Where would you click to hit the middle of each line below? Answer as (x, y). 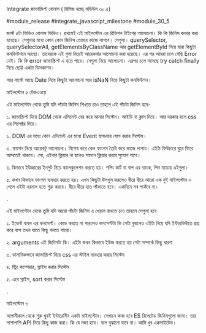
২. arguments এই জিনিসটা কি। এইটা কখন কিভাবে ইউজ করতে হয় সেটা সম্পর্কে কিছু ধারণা (90, 242)
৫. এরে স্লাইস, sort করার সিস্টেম (36, 279)
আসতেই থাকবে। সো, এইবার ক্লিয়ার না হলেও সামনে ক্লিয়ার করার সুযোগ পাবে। (74, 155)
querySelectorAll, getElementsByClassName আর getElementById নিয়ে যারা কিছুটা (101, 47)
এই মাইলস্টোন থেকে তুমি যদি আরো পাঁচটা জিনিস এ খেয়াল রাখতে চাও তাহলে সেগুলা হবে (82, 211)
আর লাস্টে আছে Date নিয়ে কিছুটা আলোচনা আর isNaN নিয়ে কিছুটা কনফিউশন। (79, 80)
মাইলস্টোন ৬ (17, 303)
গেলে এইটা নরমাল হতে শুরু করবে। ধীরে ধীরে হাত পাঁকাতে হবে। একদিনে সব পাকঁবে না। (83, 186)
